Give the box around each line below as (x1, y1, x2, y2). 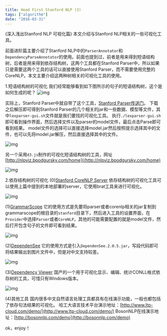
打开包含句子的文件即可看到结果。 (9, 223, 80, 229)
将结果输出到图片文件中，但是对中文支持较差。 (5, 249, 101, 255)
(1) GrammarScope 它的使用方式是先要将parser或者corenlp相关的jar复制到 (5, 204, 157, 210)
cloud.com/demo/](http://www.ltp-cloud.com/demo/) (5, 308, 115, 315)
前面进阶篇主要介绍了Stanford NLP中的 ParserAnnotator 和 (5, 48, 123, 54)
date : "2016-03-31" (5, 16, 46, 21)
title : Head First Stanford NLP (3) (5, 7, 81, 12)
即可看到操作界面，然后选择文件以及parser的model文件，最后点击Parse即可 (5, 119, 161, 125)
